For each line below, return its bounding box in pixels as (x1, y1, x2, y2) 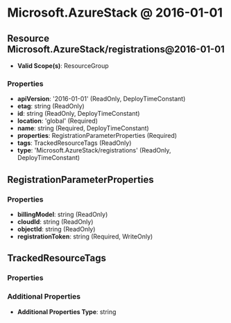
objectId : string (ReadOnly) (17, 225, 96, 233)
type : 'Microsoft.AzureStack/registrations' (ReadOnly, (17, 146, 171, 155)
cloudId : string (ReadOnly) (17, 217, 94, 226)
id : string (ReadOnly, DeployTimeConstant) (17, 110, 140, 118)
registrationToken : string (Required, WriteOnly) (17, 232, 153, 241)
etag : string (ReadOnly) (17, 102, 85, 110)
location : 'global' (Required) (17, 116, 99, 125)
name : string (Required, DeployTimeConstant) (17, 124, 149, 132)
